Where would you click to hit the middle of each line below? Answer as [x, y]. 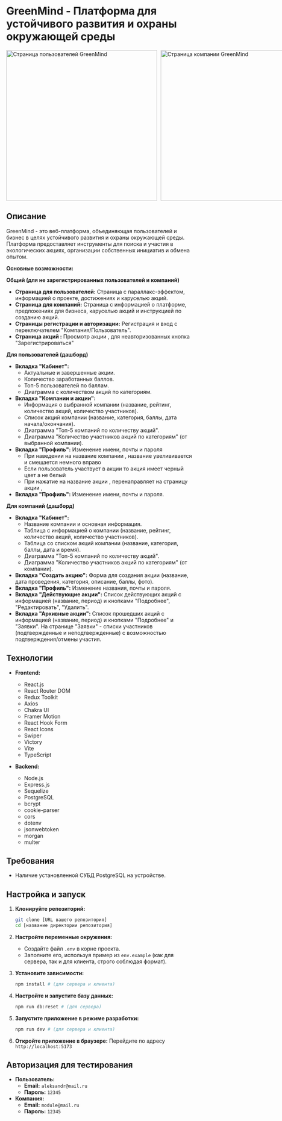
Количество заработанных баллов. [69, 379]
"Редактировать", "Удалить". [52, 607]
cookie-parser [42, 810]
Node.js [34, 778]
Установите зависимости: [49, 973]
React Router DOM [47, 690]
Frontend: [27, 672]
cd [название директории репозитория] [64, 926]
